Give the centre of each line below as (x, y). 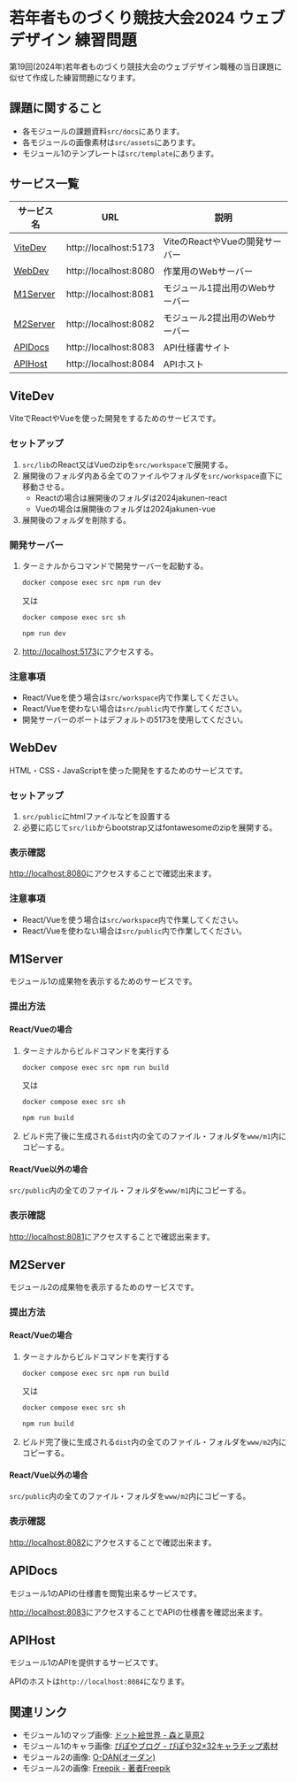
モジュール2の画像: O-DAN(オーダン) (89, 1757)
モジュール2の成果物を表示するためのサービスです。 (104, 1287)
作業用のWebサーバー (208, 271)
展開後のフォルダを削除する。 (76, 519)
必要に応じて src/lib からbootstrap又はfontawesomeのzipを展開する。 (149, 827)
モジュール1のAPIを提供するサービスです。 (86, 1663)
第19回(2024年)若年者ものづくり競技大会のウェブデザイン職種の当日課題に (146, 66)
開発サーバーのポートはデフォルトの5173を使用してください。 (135, 719)
